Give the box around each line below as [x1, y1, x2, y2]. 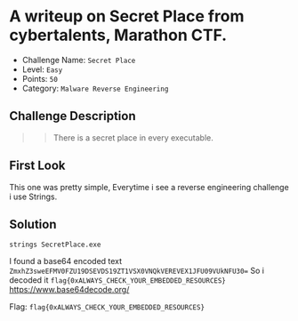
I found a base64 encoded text [9, 256, 123, 267]
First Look [9, 158, 66, 173]
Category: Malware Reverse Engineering [21, 83, 169, 93]
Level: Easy [21, 64, 63, 75]
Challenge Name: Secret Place [21, 54, 136, 65]
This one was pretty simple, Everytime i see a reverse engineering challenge [9, 181, 289, 192]
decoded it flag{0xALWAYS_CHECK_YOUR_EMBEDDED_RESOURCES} [9, 275, 227, 285]
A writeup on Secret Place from [9, 6, 245, 27]
